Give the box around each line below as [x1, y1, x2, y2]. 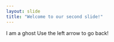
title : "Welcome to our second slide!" [6, 14, 103, 20]
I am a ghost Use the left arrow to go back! [6, 29, 109, 36]
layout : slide [6, 8, 41, 14]
